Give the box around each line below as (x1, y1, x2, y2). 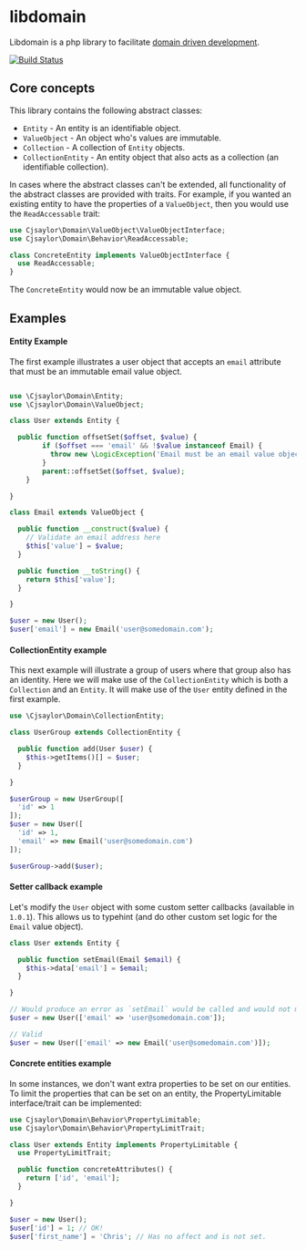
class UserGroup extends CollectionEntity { (9, 728, 181, 738)
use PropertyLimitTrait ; (17, 1149, 112, 1158)
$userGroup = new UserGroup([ (9, 794, 125, 803)
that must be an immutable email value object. (9, 366, 182, 377)
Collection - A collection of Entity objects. (22, 141, 186, 152)
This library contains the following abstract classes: (9, 105, 203, 116)
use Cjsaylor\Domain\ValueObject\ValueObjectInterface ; (9, 225, 226, 234)
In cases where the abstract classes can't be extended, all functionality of (9, 179, 287, 190)
